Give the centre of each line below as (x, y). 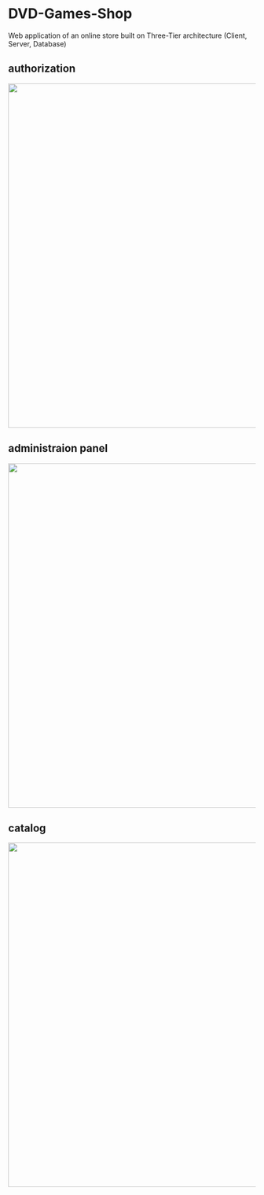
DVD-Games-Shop (70, 14)
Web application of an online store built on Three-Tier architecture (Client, (128, 35)
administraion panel (58, 448)
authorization (42, 69)
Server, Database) (37, 43)
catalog (27, 828)
